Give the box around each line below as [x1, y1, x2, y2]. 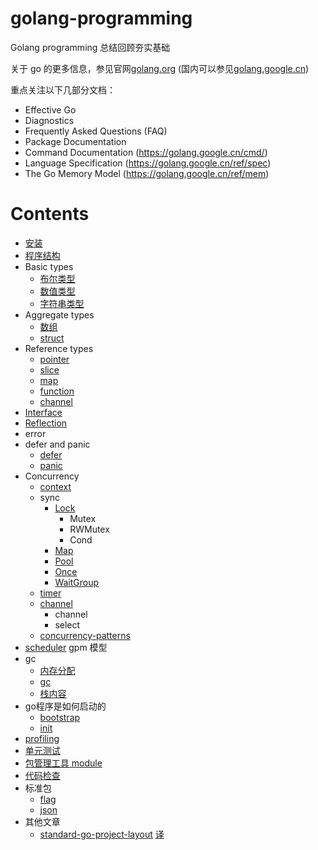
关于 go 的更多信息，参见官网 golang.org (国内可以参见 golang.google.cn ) [10, 62, 310, 74]
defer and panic [24, 438, 91, 450]
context [39, 480, 72, 492]
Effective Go [24, 103, 77, 116]
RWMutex [69, 523, 110, 535]
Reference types [24, 342, 94, 354]
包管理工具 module [24, 757, 103, 769]
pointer [39, 353, 70, 365]
